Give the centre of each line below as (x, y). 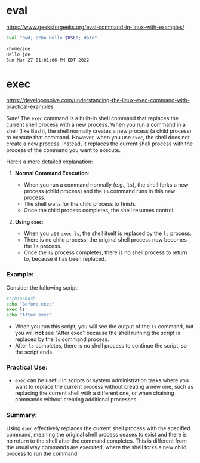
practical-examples (30, 107)
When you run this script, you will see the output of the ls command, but (104, 327)
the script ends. (34, 352)
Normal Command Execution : (52, 173)
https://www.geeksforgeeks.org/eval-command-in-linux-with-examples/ (96, 27)
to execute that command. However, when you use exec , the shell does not (98, 138)
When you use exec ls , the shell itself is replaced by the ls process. (108, 233)
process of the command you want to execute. (64, 150)
